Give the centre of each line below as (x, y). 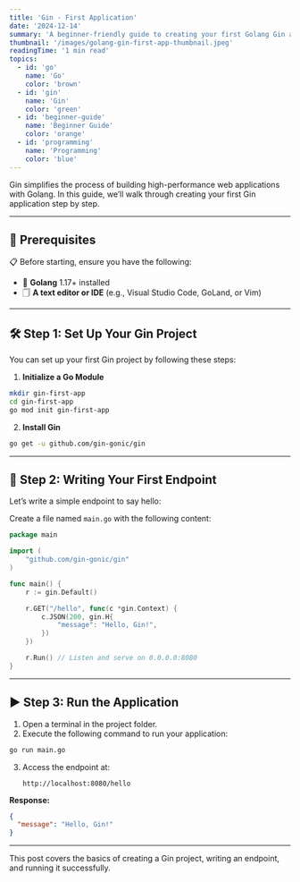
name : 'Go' (46, 76)
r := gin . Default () (62, 592)
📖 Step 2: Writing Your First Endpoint (113, 480)
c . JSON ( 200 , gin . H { (78, 617)
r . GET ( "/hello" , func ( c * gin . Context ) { (101, 608)
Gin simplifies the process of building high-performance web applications (145, 184)
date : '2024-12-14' (46, 26)
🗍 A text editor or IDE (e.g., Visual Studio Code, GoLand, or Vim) (142, 293)
